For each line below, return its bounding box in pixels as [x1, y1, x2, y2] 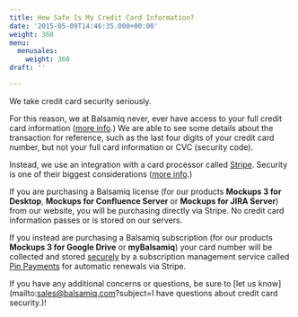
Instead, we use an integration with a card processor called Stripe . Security [9, 159, 288, 170]
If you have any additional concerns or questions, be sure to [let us [9, 277, 257, 288]
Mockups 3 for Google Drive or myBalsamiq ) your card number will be [9, 242, 273, 252]
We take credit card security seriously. [9, 95, 152, 106]
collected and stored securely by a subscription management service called [9, 251, 290, 261]
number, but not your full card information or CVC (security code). [9, 141, 254, 153]
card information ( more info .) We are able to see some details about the [9, 122, 274, 133]
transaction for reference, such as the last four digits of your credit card [9, 132, 275, 143]
